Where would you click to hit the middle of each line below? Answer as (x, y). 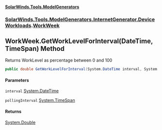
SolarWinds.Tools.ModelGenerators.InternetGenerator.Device (80, 19)
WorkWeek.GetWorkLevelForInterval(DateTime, (79, 41)
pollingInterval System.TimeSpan (40, 100)
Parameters (17, 80)
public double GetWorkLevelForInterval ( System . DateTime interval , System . (82, 69)
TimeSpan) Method (35, 49)
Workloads (18, 25)
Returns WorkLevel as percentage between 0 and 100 (59, 60)
